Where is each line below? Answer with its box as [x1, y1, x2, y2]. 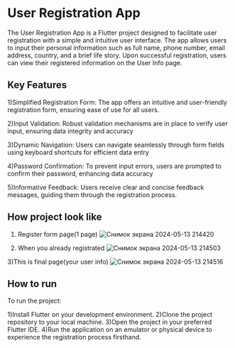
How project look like [7, 211, 102, 223]
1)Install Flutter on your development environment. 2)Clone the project [7, 310, 213, 319]
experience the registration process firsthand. [7, 333, 142, 342]
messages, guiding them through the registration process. [7, 190, 177, 199]
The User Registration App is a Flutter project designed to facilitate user [7, 28, 217, 37]
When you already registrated [17, 243, 105, 252]
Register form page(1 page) [17, 230, 98, 238]
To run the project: [7, 296, 62, 305]
